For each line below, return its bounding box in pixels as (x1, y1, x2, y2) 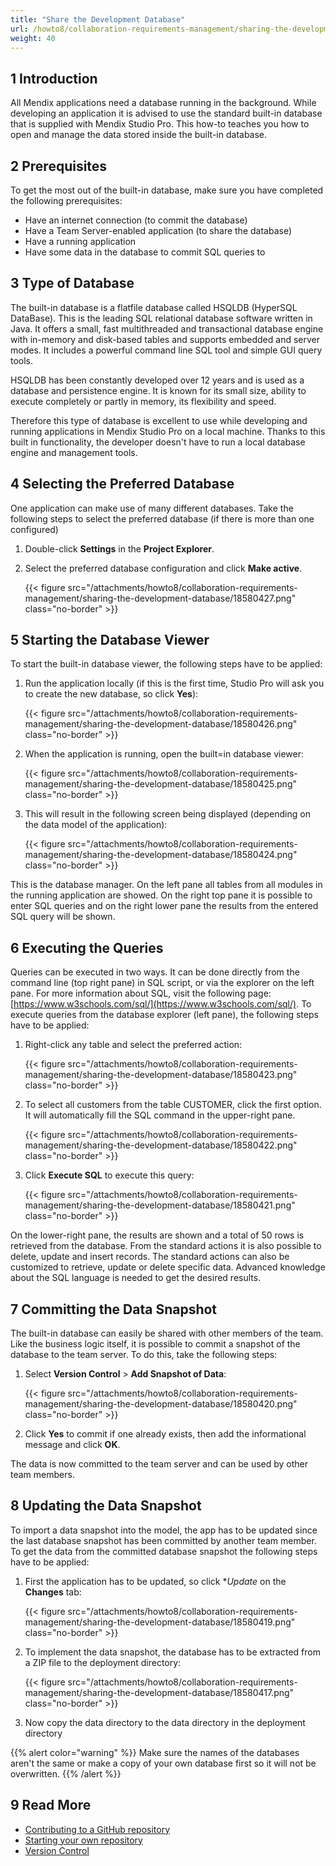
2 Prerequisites (10, 157, 108, 175)
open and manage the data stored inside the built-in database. (10, 129, 268, 141)
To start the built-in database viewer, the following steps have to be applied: (10, 658, 323, 670)
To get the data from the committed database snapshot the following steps (10, 1545, 318, 1557)
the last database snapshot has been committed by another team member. (10, 1534, 317, 1546)
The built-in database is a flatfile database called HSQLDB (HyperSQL (10, 301, 298, 313)
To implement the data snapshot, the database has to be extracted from (24, 1646, 321, 1658)
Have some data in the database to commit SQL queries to (24, 246, 266, 258)
